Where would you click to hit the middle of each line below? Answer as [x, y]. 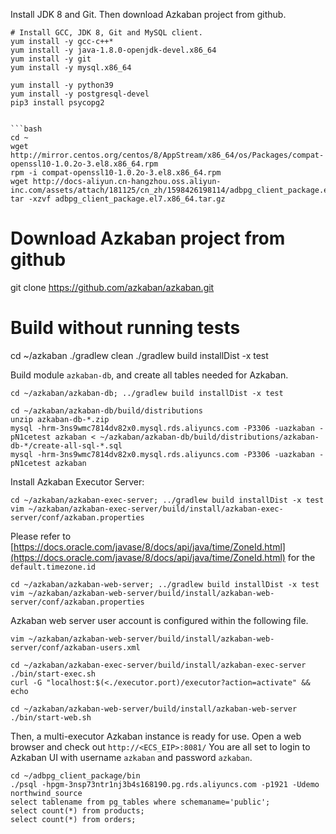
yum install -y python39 [62, 85]
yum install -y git [51, 59]
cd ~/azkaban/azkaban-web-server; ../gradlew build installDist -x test [165, 584]
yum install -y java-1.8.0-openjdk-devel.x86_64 [113, 50]
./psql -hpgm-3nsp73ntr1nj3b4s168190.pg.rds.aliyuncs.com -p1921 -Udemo [165, 784]
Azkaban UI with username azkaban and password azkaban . [131, 757]
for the [301, 557]
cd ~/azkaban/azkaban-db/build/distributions [106, 410]
